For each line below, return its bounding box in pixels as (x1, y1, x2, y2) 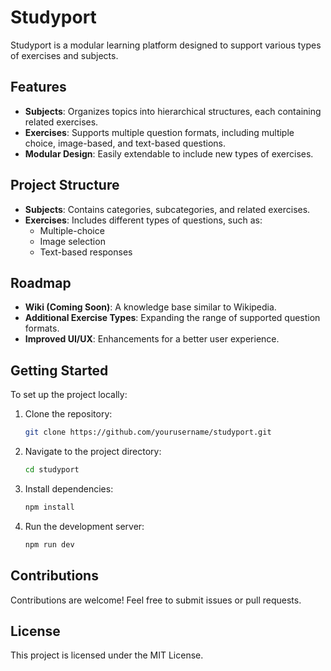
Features (10, 79, 67, 96)
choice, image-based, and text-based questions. (24, 137, 227, 149)
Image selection (39, 235, 106, 247)
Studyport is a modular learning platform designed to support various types (10, 39, 322, 51)
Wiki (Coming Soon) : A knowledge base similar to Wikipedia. (24, 301, 277, 313)
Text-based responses (39, 246, 133, 258)
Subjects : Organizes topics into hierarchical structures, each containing (24, 105, 322, 117)
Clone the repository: (24, 408, 113, 420)
